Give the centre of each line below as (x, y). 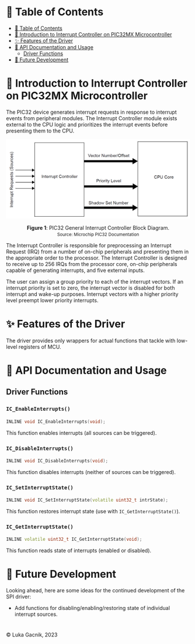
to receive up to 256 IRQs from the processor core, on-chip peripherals (92, 264)
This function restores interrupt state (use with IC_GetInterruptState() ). (93, 511)
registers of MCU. (40, 347)
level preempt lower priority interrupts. (52, 300)
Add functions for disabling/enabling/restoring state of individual (92, 608)
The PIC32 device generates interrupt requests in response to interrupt (91, 112)
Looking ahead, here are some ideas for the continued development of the (95, 591)
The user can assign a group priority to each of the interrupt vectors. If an (95, 281)
